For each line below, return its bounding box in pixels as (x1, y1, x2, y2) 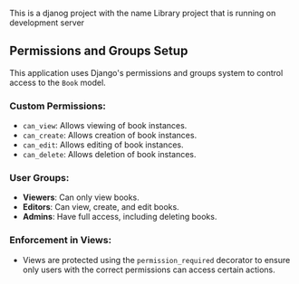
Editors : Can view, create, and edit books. (22, 202, 179, 213)
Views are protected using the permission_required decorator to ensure (22, 254, 291, 265)
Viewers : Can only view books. (22, 192, 140, 203)
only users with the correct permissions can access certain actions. (22, 264, 276, 275)
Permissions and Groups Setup (9, 43, 188, 59)
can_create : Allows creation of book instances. (22, 130, 198, 141)
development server (9, 17, 84, 28)
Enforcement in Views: (9, 234, 111, 247)
